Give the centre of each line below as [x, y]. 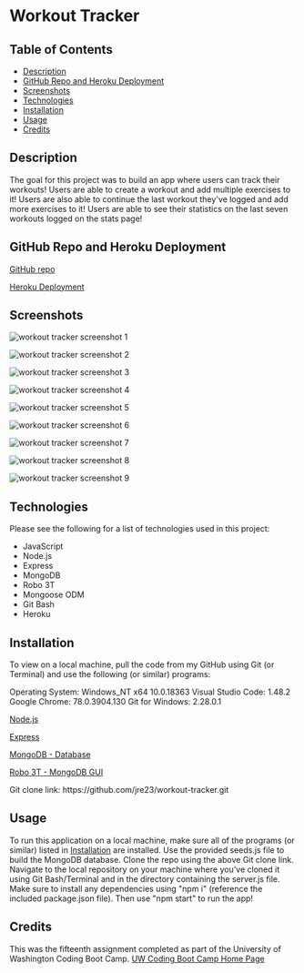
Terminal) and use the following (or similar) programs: [110, 674]
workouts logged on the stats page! [76, 218]
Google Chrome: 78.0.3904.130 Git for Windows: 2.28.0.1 [116, 702]
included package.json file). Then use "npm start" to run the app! [131, 898]
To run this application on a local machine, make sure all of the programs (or [152, 840]
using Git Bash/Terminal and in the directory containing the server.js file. [145, 878]
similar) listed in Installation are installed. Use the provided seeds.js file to [147, 850]
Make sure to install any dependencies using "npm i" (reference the [136, 888]
